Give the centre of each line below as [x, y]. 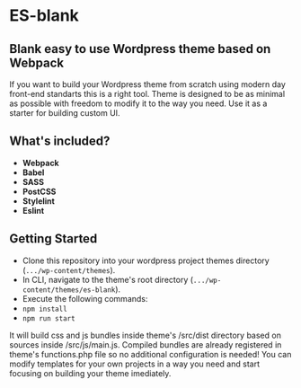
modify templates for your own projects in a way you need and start [135, 364]
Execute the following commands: [85, 298]
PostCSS [39, 191]
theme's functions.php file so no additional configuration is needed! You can [150, 354]
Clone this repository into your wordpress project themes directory [146, 260]
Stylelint [39, 201]
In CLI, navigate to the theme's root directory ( [108, 279]
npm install [44, 309]
